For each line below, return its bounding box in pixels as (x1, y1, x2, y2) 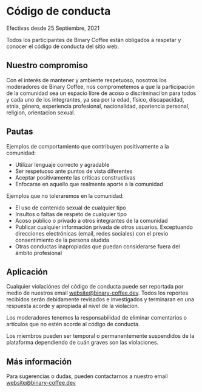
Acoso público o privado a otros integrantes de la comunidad (15, 217, 168, 224)
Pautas (6, 127, 33, 137)
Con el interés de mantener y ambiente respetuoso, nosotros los (6, 76, 167, 83)
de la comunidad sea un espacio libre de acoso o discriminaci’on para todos (6, 89, 197, 97)
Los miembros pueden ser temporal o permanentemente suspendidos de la (6, 332, 195, 340)
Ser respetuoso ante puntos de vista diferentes (15, 167, 133, 175)
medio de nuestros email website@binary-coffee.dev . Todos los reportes (6, 289, 189, 296)
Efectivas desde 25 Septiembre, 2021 (6, 24, 100, 32)
